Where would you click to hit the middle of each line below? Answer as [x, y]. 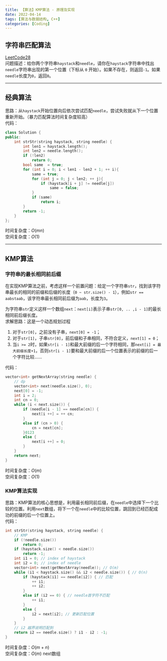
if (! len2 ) [34, 156]
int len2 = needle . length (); [53, 151]
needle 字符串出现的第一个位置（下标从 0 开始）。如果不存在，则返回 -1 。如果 [83, 70]
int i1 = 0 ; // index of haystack [50, 558]
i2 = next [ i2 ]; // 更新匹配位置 [63, 614]
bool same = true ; [43, 165]
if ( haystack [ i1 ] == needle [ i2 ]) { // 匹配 [68, 577]
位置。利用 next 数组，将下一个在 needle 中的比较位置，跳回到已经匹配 [84, 509]
